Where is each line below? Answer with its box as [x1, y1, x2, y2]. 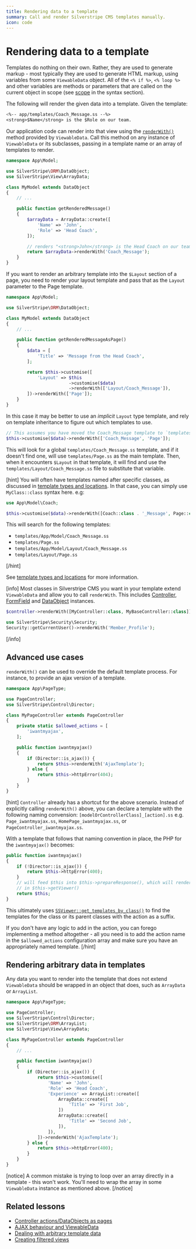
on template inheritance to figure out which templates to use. [6, 418, 153, 425]
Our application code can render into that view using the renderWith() [6, 128, 174, 135]
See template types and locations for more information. [6, 574, 139, 581]
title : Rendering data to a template [6, 8, 98, 15]
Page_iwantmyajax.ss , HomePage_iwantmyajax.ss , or [6, 817, 127, 824]
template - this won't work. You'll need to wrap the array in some [6, 1178, 162, 1185]
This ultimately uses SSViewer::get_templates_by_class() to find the [6, 906, 170, 914]
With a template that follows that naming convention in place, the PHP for [6, 835, 182, 842]
